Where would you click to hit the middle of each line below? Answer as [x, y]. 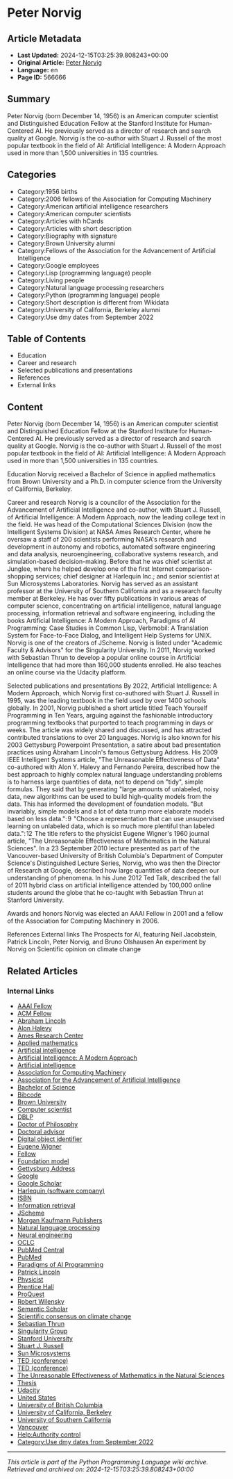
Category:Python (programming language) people [89, 295]
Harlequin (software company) [61, 1190]
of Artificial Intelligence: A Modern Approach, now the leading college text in [116, 517]
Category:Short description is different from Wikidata [93, 302]
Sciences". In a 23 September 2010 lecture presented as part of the [103, 848]
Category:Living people [51, 280]
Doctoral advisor [41, 1131]
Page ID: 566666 [42, 77]
